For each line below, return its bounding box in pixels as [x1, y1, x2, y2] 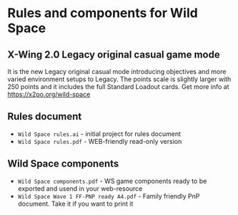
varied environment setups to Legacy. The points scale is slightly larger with [7, 75, 232, 83]
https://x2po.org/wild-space [7, 90, 91, 98]
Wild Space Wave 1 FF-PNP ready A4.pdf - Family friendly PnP [17, 192, 200, 200]
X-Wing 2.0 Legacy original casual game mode [7, 48, 220, 61]
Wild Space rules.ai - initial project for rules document [17, 130, 181, 138]
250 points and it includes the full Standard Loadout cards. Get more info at [7, 83, 230, 90]
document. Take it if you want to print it [17, 199, 134, 208]
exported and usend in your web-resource [17, 184, 143, 193]
